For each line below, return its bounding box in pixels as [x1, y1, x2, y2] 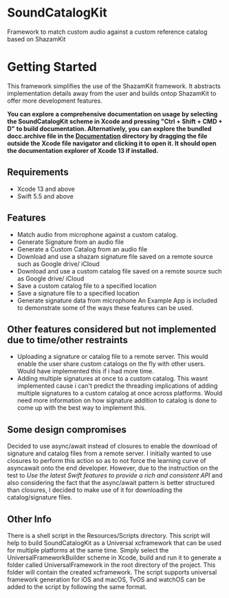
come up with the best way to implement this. [17, 404, 146, 412]
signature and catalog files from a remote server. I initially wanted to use [7, 449, 212, 457]
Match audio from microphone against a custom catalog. [17, 230, 178, 238]
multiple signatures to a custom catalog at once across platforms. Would [17, 389, 223, 398]
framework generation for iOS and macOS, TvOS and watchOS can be [7, 575, 206, 584]
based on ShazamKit [7, 34, 66, 43]
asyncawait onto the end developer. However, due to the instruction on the [7, 464, 219, 473]
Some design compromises [7, 424, 127, 435]
